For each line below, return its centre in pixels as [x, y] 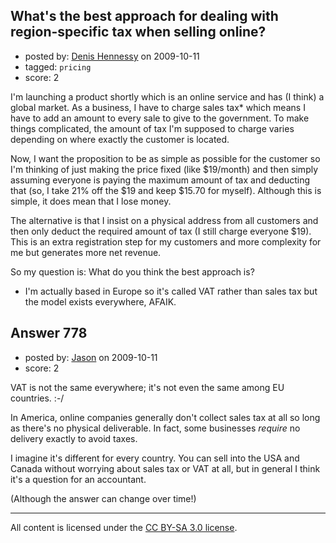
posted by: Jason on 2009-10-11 [91, 357]
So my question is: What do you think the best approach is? [132, 271]
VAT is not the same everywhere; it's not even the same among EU [147, 387]
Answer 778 [49, 333]
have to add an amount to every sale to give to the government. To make [160, 118]
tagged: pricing [58, 66]
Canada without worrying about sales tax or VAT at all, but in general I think [165, 468]
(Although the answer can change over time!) [103, 498]
